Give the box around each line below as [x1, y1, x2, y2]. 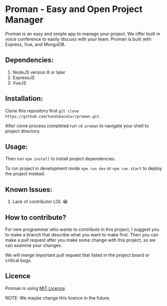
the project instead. [5, 171, 45, 177]
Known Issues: [5, 185, 52, 194]
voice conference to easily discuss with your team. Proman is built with [5, 36, 151, 42]
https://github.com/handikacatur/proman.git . [5, 113, 101, 119]
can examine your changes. [5, 242, 62, 248]
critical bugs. [5, 257, 32, 263]
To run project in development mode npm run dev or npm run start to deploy [5, 165, 162, 171]
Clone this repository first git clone [5, 108, 79, 114]
